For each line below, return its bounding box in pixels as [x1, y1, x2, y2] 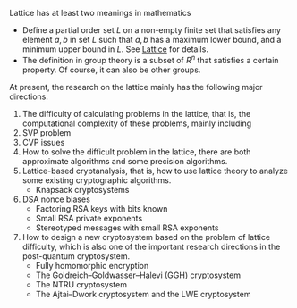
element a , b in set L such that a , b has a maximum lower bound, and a [21, 35, 282, 45]
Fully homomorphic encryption [35, 260, 149, 271]
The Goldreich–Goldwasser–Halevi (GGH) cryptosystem [35, 270, 242, 280]
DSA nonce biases [21, 194, 91, 204]
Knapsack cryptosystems [35, 184, 130, 195]
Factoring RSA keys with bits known [35, 203, 168, 213]
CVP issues [21, 137, 65, 147]
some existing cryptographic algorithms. [21, 174, 172, 186]
